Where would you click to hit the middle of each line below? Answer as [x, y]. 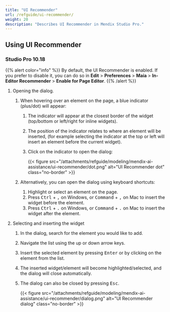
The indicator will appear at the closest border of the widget [91, 116]
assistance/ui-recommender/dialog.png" [63, 298]
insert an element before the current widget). [75, 142]
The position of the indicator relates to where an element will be [94, 131]
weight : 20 [17, 19]
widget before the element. [56, 202]
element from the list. [42, 258]
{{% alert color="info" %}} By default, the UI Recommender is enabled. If [81, 70]
